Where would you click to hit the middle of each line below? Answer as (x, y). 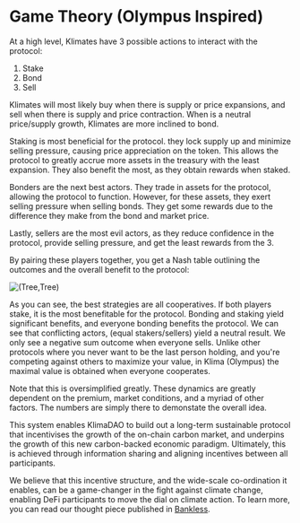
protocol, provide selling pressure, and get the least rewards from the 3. (142, 242)
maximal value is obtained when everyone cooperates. (110, 370)
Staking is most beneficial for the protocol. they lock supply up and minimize (150, 141)
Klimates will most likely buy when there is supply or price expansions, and (147, 104)
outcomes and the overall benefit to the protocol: (99, 269)
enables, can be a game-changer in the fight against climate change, (137, 490)
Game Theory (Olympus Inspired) (137, 17)
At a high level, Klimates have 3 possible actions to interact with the (133, 41)
